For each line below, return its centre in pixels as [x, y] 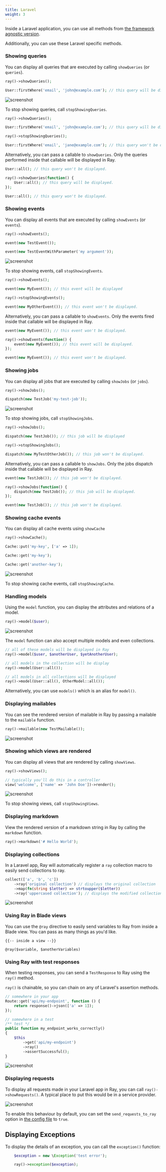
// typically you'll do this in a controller [53, 780]
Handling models [26, 596]
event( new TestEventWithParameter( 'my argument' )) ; [59, 252]
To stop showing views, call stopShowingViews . [52, 804]
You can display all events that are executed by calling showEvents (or [75, 220]
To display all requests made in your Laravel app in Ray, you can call [75, 1089]
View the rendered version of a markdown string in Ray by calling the [75, 827]
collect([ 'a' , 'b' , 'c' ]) [32, 879]
